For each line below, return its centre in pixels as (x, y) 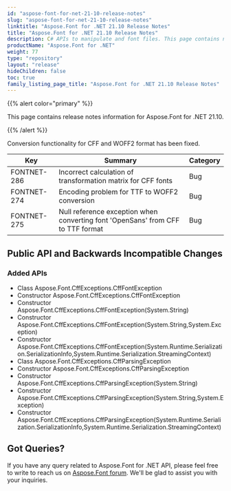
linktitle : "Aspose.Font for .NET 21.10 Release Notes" (89, 26)
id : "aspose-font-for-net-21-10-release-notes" (77, 13)
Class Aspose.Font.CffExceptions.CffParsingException (94, 361)
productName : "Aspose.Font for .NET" (61, 45)
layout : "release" (33, 65)
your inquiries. (27, 480)
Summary (121, 160)
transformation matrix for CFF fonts (116, 181)
